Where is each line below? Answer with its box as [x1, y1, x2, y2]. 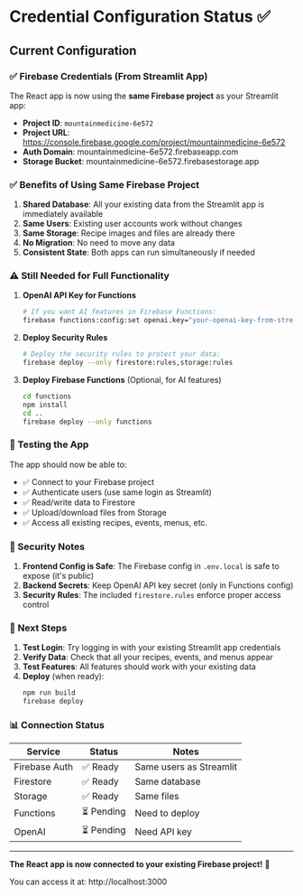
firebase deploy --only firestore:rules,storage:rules [22, 359, 234, 368]
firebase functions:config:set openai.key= [22, 316, 189, 325]
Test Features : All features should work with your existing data [22, 661, 257, 672]
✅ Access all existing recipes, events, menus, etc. [22, 517, 208, 527]
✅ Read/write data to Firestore [22, 497, 135, 508]
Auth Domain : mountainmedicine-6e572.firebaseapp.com [22, 146, 239, 157]
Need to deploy [134, 807, 200, 819]
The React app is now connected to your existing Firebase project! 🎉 [9, 859, 271, 870]
